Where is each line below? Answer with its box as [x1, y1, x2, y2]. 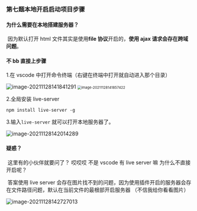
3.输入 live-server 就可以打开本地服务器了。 [6, 118, 114, 125]
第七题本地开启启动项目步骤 [6, 5, 85, 13]
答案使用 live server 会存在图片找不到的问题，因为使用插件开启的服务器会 [7, 178, 186, 186]
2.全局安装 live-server [6, 96, 60, 103]
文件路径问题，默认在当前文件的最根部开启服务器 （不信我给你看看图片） [11, 186, 189, 193]
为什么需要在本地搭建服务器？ [6, 21, 79, 28]
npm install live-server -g [6, 108, 76, 113]
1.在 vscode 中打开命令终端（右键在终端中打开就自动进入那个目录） [6, 72, 170, 79]
